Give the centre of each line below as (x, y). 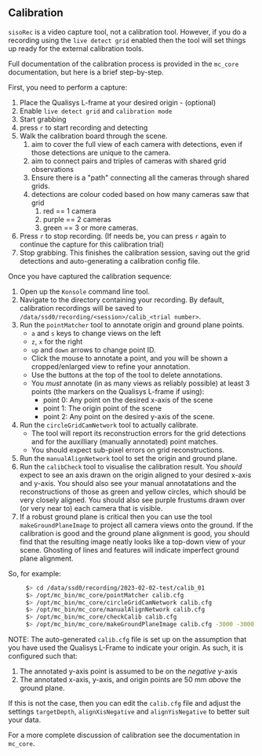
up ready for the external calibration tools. (76, 48)
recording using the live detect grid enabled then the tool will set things (127, 40)
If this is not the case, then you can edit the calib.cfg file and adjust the (125, 703)
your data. (25, 720)
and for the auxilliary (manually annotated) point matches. (124, 441)
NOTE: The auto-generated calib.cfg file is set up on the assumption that (127, 640)
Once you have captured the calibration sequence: (90, 276)
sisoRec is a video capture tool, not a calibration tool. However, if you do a (127, 31)
